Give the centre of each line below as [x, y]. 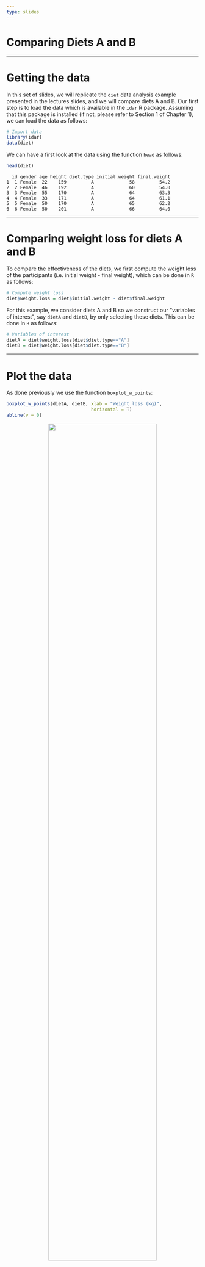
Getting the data [48, 78]
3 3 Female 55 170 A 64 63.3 [88, 193]
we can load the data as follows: [47, 120]
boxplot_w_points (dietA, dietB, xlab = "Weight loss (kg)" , [85, 404]
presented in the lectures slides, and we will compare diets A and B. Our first [103, 101]
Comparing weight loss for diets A [95, 239]
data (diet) [20, 143]
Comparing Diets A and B [71, 42]
